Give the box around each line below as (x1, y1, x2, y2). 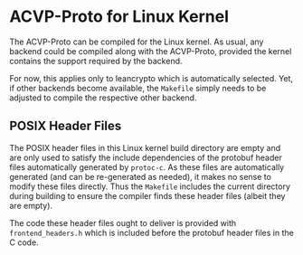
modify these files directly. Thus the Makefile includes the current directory (9, 181, 291, 192)
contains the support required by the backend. (9, 55, 183, 66)
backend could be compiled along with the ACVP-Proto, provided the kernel (9, 45, 292, 56)
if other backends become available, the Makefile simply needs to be (9, 82, 267, 93)
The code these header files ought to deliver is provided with (9, 217, 237, 228)
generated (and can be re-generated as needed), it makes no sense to (9, 171, 271, 182)
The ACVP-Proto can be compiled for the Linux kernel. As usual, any (9, 36, 264, 47)
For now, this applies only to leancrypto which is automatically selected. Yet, (9, 72, 294, 83)
